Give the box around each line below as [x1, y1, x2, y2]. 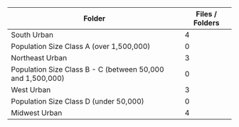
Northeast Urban [11, 53, 68, 62]
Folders [193, 18, 220, 28]
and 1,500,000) [11, 74, 65, 83]
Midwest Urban [11, 108, 63, 118]
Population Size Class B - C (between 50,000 [11, 65, 165, 74]
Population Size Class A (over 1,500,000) [11, 42, 151, 51]
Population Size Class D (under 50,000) [11, 96, 144, 106]
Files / [195, 9, 218, 18]
